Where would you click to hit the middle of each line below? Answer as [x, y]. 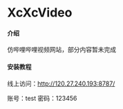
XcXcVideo [40, 13]
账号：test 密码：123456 [42, 98]
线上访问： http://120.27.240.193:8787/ [61, 83]
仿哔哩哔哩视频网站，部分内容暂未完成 [61, 50]
